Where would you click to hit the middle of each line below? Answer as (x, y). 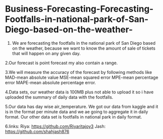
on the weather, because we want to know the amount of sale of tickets (84, 48)
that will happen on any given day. (46, 53)
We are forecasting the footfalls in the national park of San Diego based (84, 43)
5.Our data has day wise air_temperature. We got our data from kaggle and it (82, 106)
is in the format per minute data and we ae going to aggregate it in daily (77, 112)
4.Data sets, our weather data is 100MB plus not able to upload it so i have (79, 92)
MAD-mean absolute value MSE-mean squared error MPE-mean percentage (82, 77)
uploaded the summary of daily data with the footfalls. (59, 97)
